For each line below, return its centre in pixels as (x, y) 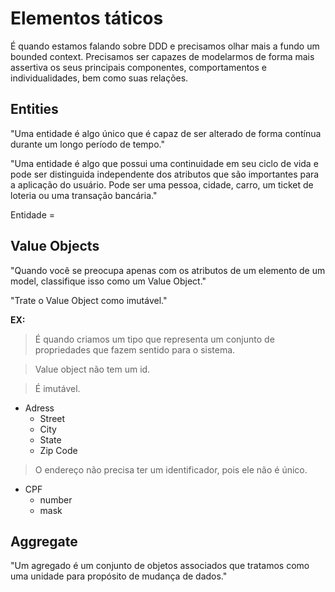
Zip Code (58, 450)
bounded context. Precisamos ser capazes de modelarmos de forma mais (162, 56)
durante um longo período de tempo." (87, 144)
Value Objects (55, 246)
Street (52, 418)
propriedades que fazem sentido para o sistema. (135, 349)
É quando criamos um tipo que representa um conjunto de (154, 339)
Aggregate (44, 541)
